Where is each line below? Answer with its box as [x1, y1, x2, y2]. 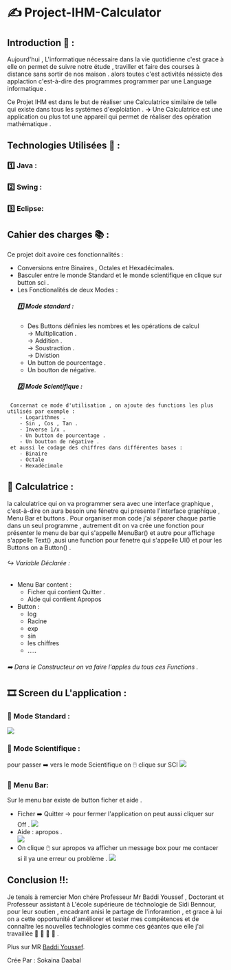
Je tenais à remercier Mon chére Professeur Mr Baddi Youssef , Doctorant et [7, 893, 224, 901]
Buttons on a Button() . [7, 543, 71, 552]
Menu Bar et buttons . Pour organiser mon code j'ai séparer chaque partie [7, 514, 217, 522]
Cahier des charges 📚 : [7, 228, 110, 241]
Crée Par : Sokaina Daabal [7, 956, 81, 964]
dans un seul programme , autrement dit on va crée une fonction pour [7, 521, 205, 529]
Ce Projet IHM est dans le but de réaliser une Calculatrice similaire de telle [7, 98, 217, 106]
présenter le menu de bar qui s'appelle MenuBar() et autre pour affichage [7, 528, 215, 537]
